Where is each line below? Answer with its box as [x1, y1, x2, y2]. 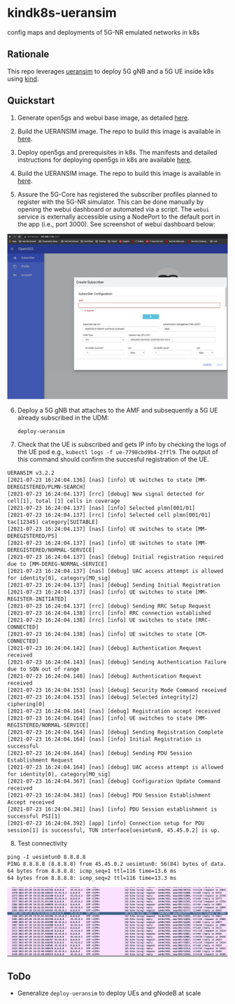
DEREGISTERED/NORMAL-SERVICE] [7, 546, 96, 554]
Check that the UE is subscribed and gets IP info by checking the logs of [17, 440, 227, 449]
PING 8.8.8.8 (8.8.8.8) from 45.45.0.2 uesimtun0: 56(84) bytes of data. [7, 860, 227, 868]
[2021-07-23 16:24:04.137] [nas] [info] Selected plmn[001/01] [7, 504, 196, 512]
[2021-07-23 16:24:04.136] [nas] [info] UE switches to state [7, 476, 192, 484]
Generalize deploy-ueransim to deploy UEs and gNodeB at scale [17, 989, 201, 998]
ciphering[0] [7, 701, 45, 708]
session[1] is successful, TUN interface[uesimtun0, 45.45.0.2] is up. [7, 827, 220, 834]
